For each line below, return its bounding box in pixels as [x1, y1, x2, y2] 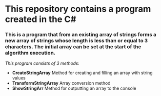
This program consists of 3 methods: [5, 60, 80, 66]
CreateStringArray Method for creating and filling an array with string [12, 70, 153, 76]
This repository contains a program [5, 3, 151, 15]
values [12, 75, 26, 81]
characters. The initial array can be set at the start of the [5, 43, 141, 50]
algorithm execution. [5, 50, 56, 57]
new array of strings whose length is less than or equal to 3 [5, 38, 148, 44]
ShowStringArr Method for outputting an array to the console [12, 85, 137, 91]
